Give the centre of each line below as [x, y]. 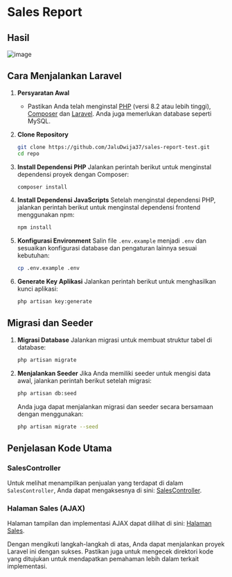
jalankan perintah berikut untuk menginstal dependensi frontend [109, 207]
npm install [34, 227]
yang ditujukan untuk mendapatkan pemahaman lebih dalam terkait [103, 559]
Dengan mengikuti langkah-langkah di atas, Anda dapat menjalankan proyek [116, 544]
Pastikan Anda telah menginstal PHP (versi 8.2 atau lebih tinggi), [119, 106]
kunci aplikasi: [37, 289]
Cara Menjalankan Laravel [65, 76]
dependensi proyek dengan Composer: [73, 174]
